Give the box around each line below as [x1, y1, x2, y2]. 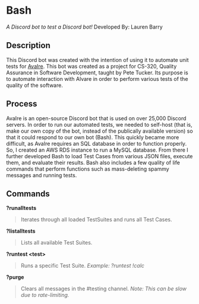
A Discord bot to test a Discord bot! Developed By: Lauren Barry [6, 23, 163, 30]
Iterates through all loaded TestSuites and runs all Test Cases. [20, 216, 172, 223]
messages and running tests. [6, 171, 77, 178]
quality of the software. [6, 82, 64, 89]
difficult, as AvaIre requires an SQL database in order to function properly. [6, 140, 187, 147]
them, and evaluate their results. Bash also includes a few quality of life [6, 159, 180, 166]
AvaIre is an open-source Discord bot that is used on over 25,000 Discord [6, 114, 187, 122]
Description [6, 40, 50, 51]
